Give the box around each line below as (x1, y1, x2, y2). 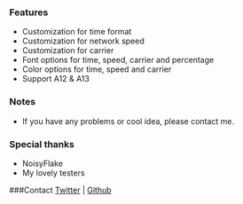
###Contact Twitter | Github (9, 184, 113, 195)
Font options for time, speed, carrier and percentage (21, 55, 215, 66)
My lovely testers (21, 167, 86, 178)
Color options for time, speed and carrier (21, 64, 172, 75)
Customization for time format (21, 27, 132, 37)
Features (9, 6, 49, 19)
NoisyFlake (21, 158, 64, 169)
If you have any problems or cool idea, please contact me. (21, 115, 235, 126)
